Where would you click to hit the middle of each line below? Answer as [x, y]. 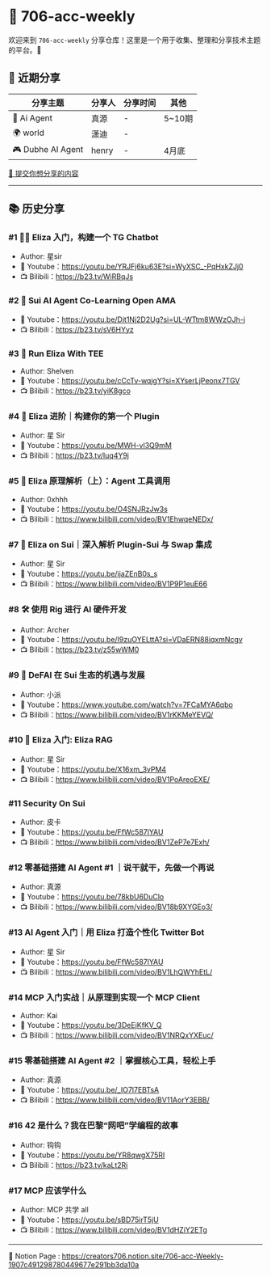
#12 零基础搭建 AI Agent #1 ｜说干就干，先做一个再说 [112, 868]
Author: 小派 [41, 694]
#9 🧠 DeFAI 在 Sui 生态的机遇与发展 [77, 675]
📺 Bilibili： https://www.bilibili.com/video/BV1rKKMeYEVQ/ [117, 714]
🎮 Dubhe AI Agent [48, 149]
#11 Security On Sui [47, 803]
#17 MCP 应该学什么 [48, 1190]
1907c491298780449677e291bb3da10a [74, 1264]
